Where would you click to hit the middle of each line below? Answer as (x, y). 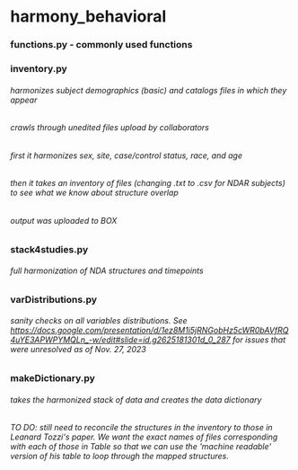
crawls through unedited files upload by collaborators (110, 128)
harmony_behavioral (88, 17)
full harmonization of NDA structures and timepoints (107, 270)
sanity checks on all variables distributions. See (99, 321)
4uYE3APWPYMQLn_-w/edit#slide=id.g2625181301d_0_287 (121, 340)
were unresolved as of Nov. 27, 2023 (78, 350)
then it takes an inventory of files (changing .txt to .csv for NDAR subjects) (148, 183)
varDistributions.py (54, 299)
